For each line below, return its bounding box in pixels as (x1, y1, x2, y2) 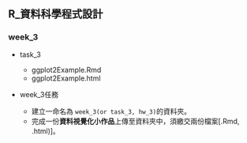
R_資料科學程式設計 (8, 7, 103, 21)
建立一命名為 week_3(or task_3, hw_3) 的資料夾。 (31, 106, 192, 116)
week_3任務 (19, 89, 59, 99)
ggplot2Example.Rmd (31, 65, 102, 74)
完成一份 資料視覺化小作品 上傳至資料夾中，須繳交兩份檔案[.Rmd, (31, 116, 240, 126)
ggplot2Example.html (31, 73, 101, 83)
